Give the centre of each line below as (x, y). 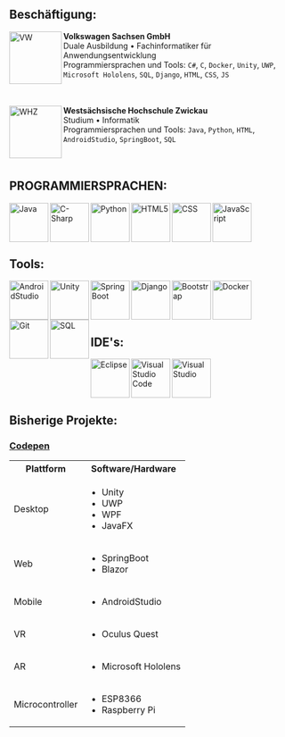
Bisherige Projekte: (63, 420)
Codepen (30, 446)
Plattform (46, 468)
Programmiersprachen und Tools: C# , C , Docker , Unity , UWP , (170, 64)
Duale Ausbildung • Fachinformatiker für (138, 46)
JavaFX (117, 525)
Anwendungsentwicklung (110, 55)
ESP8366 (122, 699)
